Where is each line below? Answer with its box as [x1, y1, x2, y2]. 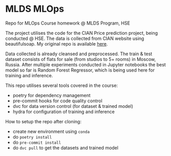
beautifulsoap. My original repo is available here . [5, 40, 108, 47]
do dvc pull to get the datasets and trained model [12, 144, 119, 151]
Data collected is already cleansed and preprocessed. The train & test [5, 51, 153, 57]
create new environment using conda [12, 128, 90, 135]
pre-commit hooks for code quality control [12, 98, 102, 104]
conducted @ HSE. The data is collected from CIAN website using [5, 35, 144, 41]
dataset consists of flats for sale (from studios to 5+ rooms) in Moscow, [5, 56, 156, 62]
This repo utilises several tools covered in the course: [5, 82, 118, 88]
